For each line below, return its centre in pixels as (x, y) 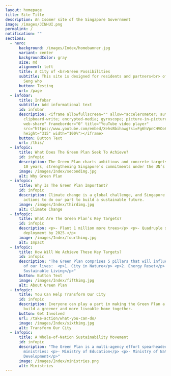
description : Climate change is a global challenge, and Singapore (92, 195)
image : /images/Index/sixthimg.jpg (56, 323)
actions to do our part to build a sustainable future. (84, 199)
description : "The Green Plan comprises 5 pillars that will (85, 261)
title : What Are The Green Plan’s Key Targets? (70, 219)
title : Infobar (35, 100)
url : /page (30, 91)
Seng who (33, 81)
